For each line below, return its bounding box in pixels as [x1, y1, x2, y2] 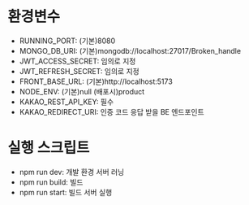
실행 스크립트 [7, 139, 90, 157]
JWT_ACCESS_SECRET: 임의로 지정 [19, 56, 136, 66]
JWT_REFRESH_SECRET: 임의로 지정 [19, 66, 140, 76]
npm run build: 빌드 [19, 177, 84, 187]
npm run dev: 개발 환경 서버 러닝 [19, 167, 125, 177]
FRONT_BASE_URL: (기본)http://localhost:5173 [19, 76, 174, 86]
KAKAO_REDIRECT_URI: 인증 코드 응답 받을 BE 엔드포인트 [19, 107, 204, 116]
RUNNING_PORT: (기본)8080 [19, 36, 115, 46]
